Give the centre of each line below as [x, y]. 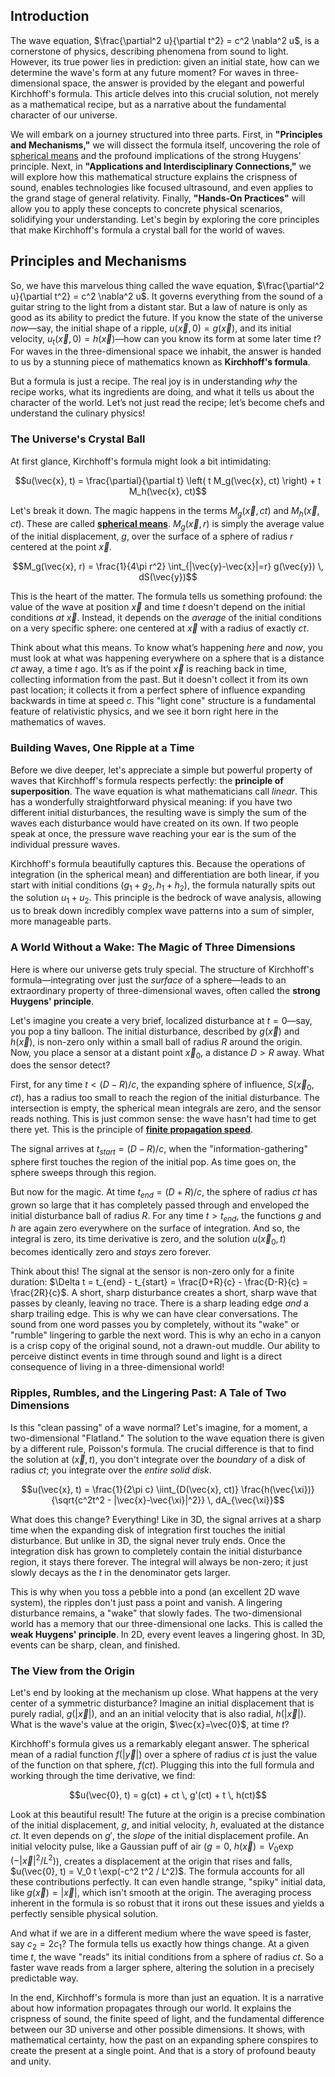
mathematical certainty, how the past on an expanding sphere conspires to [164, 2040]
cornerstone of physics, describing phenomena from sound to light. [149, 51]
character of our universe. [64, 115]
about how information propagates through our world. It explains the [151, 2008]
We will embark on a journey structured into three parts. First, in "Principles [166, 134]
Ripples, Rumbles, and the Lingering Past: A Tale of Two [148, 1393]
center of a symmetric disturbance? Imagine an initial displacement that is [162, 1703]
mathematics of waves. [58, 722]
